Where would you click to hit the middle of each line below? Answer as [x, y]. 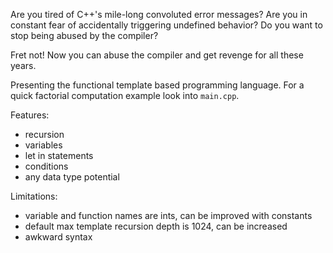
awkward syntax [58, 237]
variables [43, 145]
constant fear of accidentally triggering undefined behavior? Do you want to [166, 25]
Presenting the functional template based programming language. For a [157, 85]
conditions [46, 166]
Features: [30, 115]
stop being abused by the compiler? [84, 35]
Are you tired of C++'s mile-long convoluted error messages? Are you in [159, 14]
